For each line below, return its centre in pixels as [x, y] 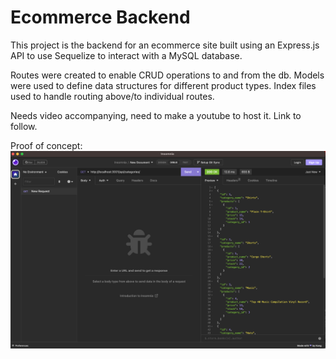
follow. [24, 126]
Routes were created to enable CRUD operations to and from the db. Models [167, 75]
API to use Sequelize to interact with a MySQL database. [126, 55]
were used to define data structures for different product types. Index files [163, 85]
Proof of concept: [46, 145]
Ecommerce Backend [100, 17]
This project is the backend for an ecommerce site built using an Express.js [165, 45]
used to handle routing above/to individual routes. [112, 96]
